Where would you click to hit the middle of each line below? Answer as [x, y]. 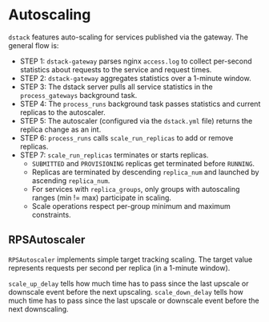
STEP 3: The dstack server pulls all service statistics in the [116, 87]
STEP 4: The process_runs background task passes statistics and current [140, 104]
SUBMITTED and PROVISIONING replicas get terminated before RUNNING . [143, 163]
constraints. [51, 214]
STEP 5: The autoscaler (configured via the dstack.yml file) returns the [136, 120]
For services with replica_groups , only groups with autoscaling [136, 189]
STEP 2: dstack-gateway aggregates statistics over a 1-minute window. [135, 78]
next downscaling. [39, 309]
